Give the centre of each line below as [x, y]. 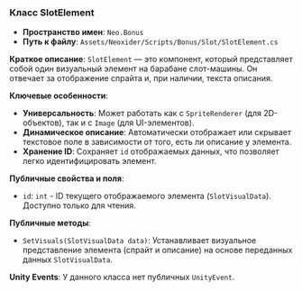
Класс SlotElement [52, 13]
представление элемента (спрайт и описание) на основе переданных [157, 250]
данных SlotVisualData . [67, 259]
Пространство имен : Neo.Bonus [83, 32]
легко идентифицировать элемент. [89, 161]
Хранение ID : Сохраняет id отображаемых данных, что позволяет [151, 151]
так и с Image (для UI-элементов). [130, 123]
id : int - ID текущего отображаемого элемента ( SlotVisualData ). [147, 196]
